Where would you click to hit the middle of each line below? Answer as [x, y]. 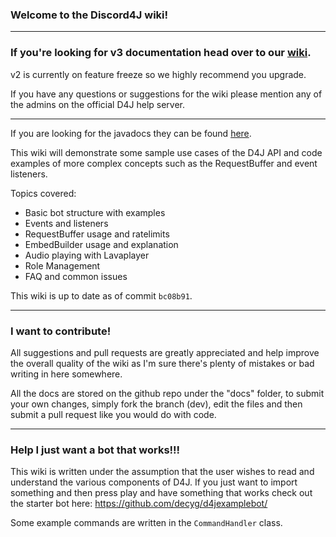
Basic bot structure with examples [95, 212]
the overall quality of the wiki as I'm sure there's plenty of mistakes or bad [162, 363]
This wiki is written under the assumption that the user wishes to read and [162, 472]
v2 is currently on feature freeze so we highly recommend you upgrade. [158, 74]
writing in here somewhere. [66, 374]
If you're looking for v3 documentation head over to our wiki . [161, 53]
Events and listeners [66, 223]
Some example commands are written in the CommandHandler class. [146, 523]
